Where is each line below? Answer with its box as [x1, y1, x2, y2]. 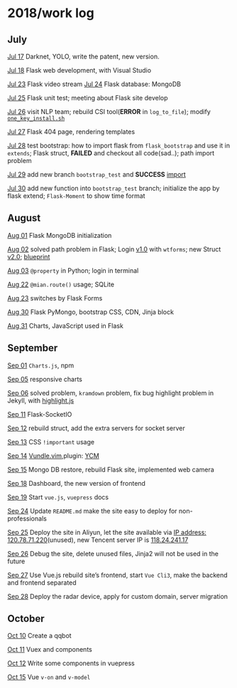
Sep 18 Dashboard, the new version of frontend [7, 479, 145, 487]
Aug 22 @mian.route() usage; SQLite [7, 280, 115, 288]
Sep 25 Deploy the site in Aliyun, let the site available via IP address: [7, 528, 207, 536]
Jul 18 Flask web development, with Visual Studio [7, 66, 151, 74]
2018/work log [7, 5, 94, 21]
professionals [7, 514, 48, 523]
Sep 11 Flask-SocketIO [7, 410, 72, 418]
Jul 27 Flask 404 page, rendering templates [7, 127, 136, 136]
